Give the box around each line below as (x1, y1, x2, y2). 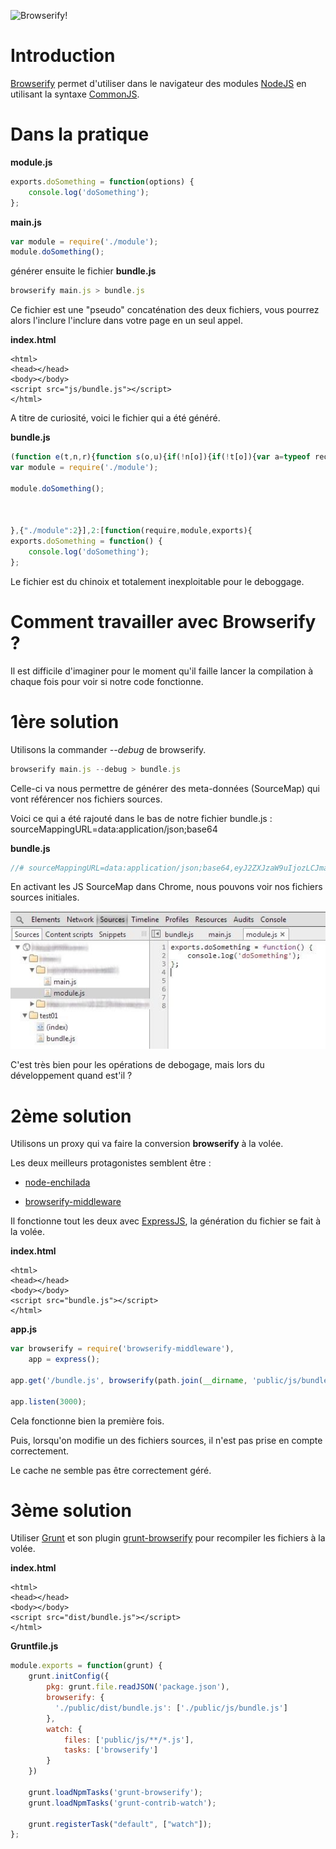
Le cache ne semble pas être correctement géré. (10, 1464, 212, 1476)
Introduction (10, 45, 116, 67)
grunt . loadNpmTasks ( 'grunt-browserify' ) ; (28, 1787, 203, 1797)
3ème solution (10, 1499, 132, 1522)
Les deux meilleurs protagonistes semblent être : (10, 1157, 212, 1169)
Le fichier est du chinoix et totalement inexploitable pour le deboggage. (10, 575, 305, 587)
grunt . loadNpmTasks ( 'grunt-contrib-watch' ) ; (28, 1798, 217, 1808)
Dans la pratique (10, 123, 150, 146)
